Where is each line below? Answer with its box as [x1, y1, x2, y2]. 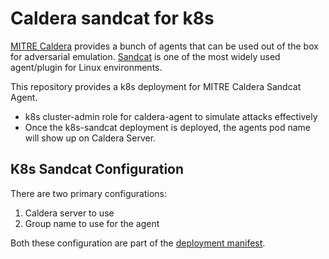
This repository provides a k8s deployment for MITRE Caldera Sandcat [10, 80, 302, 92]
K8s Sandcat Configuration [10, 161, 185, 178]
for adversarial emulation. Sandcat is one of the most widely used [10, 50, 281, 62]
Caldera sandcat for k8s [10, 7, 215, 30]
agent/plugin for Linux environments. [10, 61, 163, 73]
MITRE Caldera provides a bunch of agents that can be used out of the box [10, 40, 319, 52]
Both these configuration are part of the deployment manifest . [10, 237, 266, 249]
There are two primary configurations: [10, 187, 168, 199]
